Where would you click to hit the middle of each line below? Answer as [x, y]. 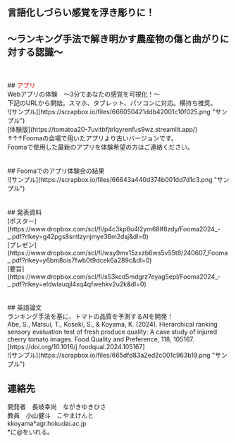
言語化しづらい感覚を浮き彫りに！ [81, 13]
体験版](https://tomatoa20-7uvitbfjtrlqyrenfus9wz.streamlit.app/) [104, 130]
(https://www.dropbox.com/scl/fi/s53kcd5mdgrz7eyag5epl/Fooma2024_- [114, 277]
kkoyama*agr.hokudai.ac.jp [47, 424]
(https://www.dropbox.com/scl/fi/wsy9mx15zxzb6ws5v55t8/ [95, 253]
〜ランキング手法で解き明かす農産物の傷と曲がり [114, 38]
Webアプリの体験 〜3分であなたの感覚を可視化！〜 [84, 95]
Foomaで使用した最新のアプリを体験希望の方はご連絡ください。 [100, 147]
